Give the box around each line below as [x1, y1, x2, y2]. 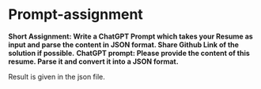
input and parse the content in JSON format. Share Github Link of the [8, 39, 240, 49]
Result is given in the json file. [8, 72, 105, 81]
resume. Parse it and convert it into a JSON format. [8, 57, 180, 66]
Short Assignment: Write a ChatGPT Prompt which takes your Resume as [8, 32, 253, 41]
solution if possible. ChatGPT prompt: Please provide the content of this [8, 48, 251, 57]
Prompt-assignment [8, 6, 144, 24]
